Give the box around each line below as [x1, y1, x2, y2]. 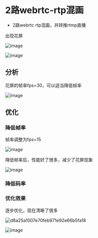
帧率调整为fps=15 [5, 136, 41, 142]
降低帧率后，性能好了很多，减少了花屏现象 [5, 157, 93, 163]
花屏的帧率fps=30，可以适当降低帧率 [5, 82, 81, 88]
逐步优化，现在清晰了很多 [5, 207, 58, 213]
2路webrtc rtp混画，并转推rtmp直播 [12, 22, 86, 28]
